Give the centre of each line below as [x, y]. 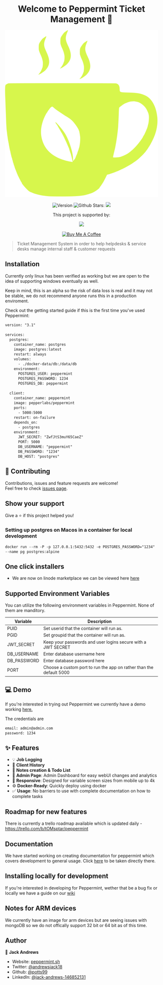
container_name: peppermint [42, 398]
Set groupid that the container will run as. [84, 635]
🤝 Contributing [28, 472]
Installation [22, 264]
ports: [20, 408]
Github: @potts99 [30, 972]
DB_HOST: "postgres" [39, 456]
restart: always [30, 354]
